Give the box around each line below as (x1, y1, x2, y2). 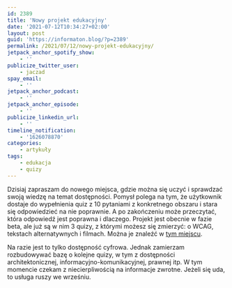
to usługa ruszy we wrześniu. (7, 273, 92, 281)
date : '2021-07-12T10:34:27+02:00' (7, 23, 111, 30)
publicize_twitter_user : (7, 62, 79, 69)
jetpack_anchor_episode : (7, 101, 79, 108)
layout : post (7, 29, 45, 37)
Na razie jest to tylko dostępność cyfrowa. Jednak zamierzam (7, 243, 185, 251)
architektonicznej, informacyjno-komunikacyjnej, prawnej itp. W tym (7, 257, 203, 266)
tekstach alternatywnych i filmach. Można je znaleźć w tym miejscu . (7, 229, 203, 238)
